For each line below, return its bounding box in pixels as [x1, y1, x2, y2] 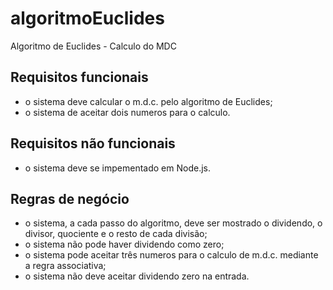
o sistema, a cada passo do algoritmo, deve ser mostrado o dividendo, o [24, 217, 323, 229]
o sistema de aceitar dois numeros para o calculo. [24, 106, 231, 118]
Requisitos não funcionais [10, 135, 176, 152]
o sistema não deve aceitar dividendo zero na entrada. [24, 270, 250, 282]
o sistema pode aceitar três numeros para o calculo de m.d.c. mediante [24, 249, 319, 261]
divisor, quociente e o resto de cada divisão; [24, 228, 208, 240]
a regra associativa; [24, 260, 107, 272]
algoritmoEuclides [10, 7, 165, 30]
